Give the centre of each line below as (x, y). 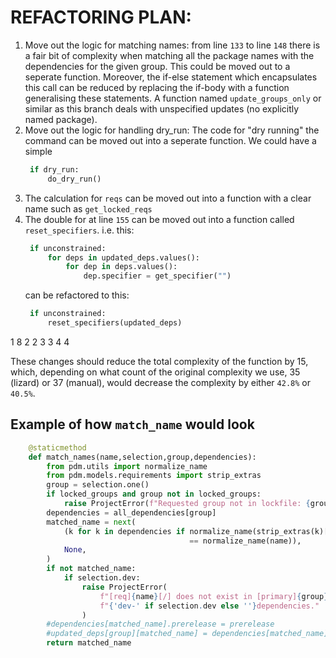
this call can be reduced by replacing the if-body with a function (157, 87)
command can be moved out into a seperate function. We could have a (170, 140)
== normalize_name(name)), (245, 541)
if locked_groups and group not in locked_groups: (154, 494)
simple (38, 151)
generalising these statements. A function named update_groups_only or (173, 98)
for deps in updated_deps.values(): (124, 257)
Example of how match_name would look (132, 424)
